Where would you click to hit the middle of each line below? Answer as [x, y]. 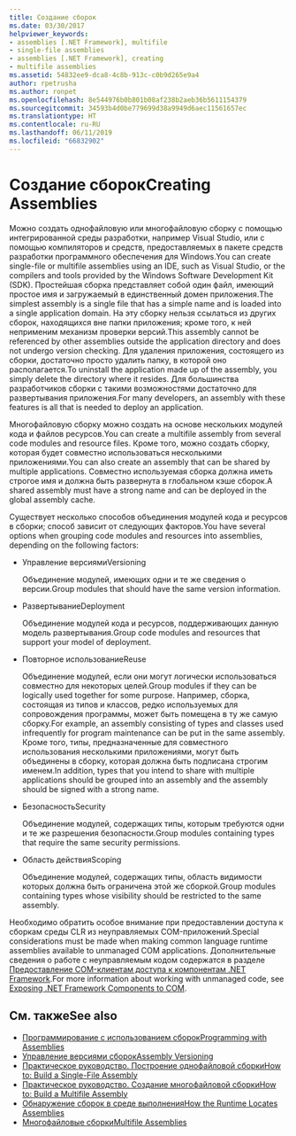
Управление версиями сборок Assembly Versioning [118, 1056]
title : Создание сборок [53, 17]
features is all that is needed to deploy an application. [106, 407]
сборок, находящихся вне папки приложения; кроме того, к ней [130, 322]
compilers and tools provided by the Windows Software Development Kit [141, 275]
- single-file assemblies [57, 51]
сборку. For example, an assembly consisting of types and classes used [153, 723]
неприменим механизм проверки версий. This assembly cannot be [134, 331]
